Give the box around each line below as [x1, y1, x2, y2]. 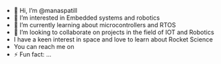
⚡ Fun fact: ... [13, 50, 52, 58]
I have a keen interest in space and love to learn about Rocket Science [13, 35, 213, 44]
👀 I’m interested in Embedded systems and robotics [13, 14, 160, 22]
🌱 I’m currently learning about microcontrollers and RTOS [13, 21, 176, 29]
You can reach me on [13, 43, 74, 50]
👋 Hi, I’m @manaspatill [13, 7, 78, 14]
